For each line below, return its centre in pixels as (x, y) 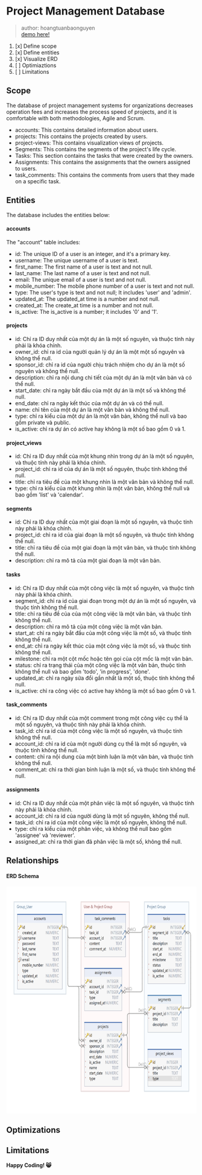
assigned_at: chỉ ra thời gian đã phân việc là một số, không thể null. (98, 841)
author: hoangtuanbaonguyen (58, 28)
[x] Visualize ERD (36, 59)
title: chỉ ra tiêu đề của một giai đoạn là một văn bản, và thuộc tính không (105, 548)
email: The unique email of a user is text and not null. (80, 279)
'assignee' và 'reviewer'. (45, 835)
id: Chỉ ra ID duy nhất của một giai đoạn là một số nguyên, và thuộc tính (104, 522)
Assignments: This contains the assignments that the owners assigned (103, 162)
